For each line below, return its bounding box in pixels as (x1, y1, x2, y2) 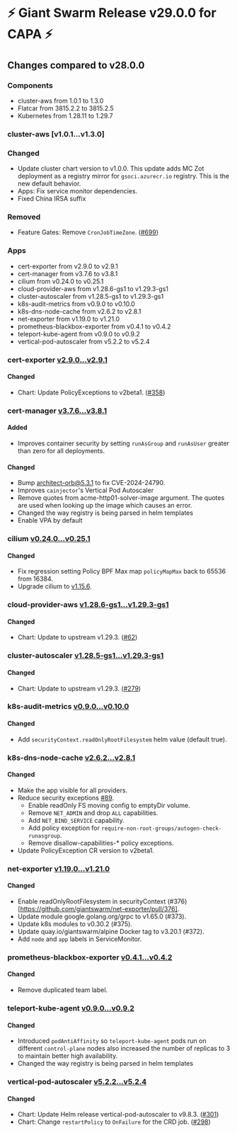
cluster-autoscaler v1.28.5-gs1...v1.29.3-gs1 (7, 651, 164, 661)
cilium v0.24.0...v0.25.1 (7, 534, 91, 544)
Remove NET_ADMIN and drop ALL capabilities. (28, 808, 158, 817)
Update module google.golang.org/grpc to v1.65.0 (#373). (17, 912, 187, 921)
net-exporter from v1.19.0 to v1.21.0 (17, 314, 120, 323)
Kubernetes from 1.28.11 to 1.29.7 (17, 111, 113, 120)
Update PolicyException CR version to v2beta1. (17, 846, 154, 855)
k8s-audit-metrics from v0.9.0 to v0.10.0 (17, 300, 136, 308)
